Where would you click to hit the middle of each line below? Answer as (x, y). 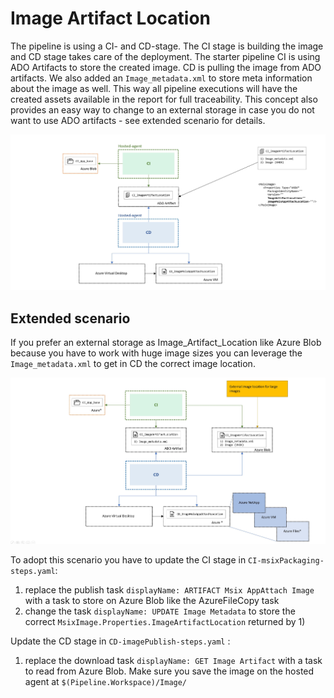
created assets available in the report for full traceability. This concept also (164, 99)
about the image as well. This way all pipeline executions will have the (154, 88)
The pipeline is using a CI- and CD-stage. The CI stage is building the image (167, 46)
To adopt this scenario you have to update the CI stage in (128, 560)
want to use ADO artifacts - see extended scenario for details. (138, 120)
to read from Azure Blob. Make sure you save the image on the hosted (169, 671)
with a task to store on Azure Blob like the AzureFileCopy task (152, 601)
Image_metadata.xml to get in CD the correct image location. (133, 364)
